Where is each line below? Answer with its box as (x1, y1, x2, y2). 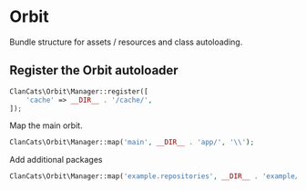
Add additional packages (9, 155, 103, 165)
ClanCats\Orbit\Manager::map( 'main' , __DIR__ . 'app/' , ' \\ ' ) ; (9, 138, 255, 147)
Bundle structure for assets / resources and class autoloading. (9, 36, 243, 47)
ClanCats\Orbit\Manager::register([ (9, 86, 148, 96)
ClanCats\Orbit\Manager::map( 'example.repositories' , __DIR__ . (9, 172, 259, 181)
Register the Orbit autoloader (9, 63, 179, 78)
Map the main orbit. (9, 120, 84, 131)
